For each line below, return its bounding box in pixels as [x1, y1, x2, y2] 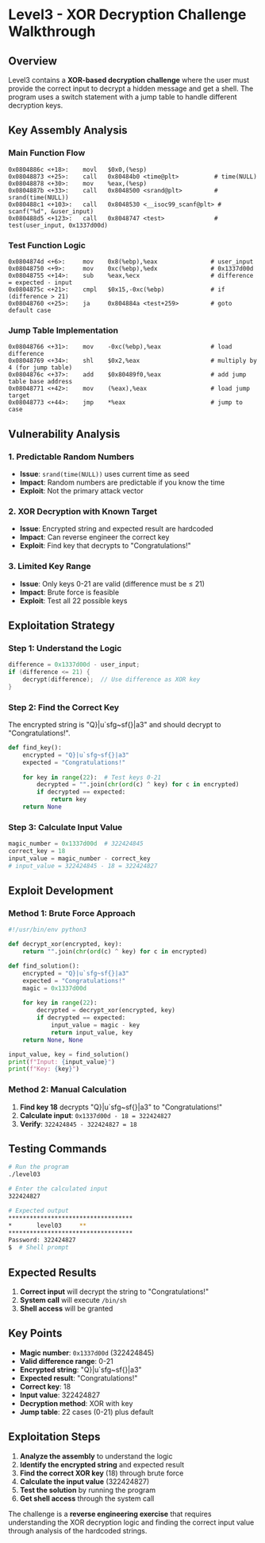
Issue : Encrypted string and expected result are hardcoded [19, 524, 214, 534]
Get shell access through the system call [19, 1494, 155, 1503]
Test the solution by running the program [19, 1485, 156, 1494]
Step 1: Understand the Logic [8, 642, 122, 653]
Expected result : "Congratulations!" [19, 1373, 138, 1382]
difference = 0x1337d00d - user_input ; [8, 660, 140, 669]
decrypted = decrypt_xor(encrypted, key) [36, 1007, 176, 1015]
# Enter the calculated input [8, 1185, 109, 1193]
